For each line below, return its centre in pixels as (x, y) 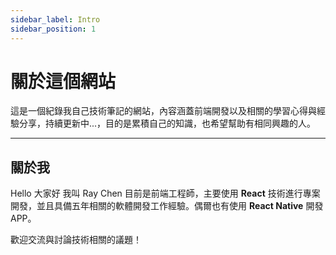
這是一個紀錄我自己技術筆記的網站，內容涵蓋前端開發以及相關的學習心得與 (163, 111)
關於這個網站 (63, 81)
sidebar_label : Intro (55, 19)
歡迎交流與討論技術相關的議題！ (76, 240)
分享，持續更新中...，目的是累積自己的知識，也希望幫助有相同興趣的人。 (167, 123)
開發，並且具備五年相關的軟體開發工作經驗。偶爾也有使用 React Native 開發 (167, 206)
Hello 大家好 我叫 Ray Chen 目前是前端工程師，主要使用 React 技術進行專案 (165, 193)
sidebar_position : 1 (53, 29)
